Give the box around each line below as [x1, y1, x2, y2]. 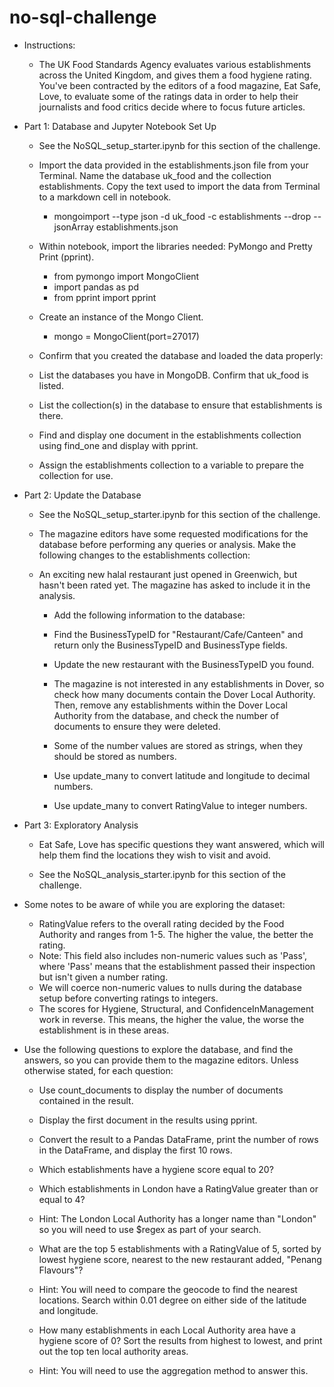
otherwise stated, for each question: [23, 1064, 174, 1076]
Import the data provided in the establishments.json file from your [38, 159, 309, 171]
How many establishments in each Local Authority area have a [38, 1324, 296, 1336]
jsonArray [53, 221, 94, 233]
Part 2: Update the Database [23, 489, 142, 501]
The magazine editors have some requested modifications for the [38, 527, 309, 540]
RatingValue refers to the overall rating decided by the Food [38, 917, 285, 930]
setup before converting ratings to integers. [38, 992, 219, 1004]
